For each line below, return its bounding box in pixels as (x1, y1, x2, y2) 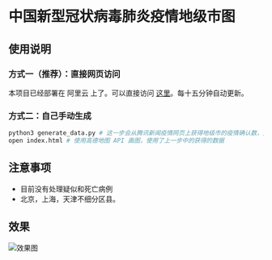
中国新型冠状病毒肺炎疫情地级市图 (8, 7, 236, 26)
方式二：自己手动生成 (8, 110, 91, 121)
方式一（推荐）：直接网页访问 (8, 68, 121, 79)
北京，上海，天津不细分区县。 (19, 194, 120, 203)
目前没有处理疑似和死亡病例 (19, 183, 113, 194)
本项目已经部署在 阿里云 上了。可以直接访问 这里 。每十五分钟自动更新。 (8, 88, 249, 98)
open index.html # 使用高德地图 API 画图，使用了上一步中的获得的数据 (8, 136, 225, 145)
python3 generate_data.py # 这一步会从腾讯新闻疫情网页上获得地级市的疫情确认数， (8, 129, 263, 137)
